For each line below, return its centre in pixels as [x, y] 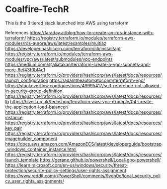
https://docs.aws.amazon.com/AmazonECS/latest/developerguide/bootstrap [83, 144]
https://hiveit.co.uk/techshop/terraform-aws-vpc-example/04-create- [82, 101]
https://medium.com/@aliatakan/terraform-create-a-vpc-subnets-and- [78, 64]
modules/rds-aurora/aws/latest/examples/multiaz [56, 43]
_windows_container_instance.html [41, 149]
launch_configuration [27, 80]
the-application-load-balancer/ [37, 107]
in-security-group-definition [34, 91]
